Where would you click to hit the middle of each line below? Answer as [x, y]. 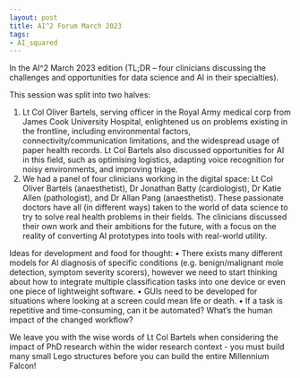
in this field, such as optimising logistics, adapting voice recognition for [153, 160]
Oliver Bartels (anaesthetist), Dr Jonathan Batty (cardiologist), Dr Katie [152, 188]
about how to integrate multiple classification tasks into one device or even [147, 282]
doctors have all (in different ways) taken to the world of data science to [155, 208]
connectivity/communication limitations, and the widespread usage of [151, 141]
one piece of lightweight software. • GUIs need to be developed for [133, 291]
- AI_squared [34, 43]
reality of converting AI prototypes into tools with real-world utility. [145, 236]
